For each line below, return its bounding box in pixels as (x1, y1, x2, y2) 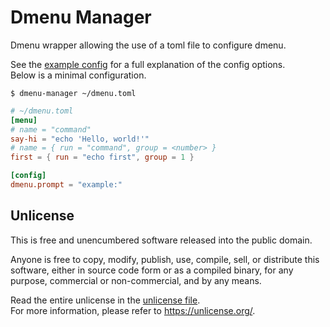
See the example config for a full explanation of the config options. (10, 58, 286, 70)
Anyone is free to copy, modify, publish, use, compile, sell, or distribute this (10, 253, 320, 265)
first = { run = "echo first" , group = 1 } (10, 152, 195, 163)
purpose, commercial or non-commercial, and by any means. (10, 274, 262, 286)
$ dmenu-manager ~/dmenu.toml (10, 88, 137, 98)
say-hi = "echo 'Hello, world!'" (10, 134, 150, 144)
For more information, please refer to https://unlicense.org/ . (10, 304, 256, 316)
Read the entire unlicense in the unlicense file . (10, 294, 201, 306)
